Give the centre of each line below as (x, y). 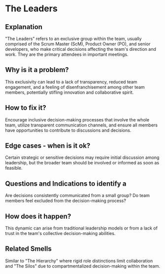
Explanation (24, 27)
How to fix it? (26, 108)
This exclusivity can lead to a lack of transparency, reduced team (71, 81)
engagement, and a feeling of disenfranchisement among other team (75, 87)
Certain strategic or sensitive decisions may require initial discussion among (82, 157)
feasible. (14, 168)
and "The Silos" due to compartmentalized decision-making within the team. (82, 266)
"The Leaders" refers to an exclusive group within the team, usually (73, 39)
